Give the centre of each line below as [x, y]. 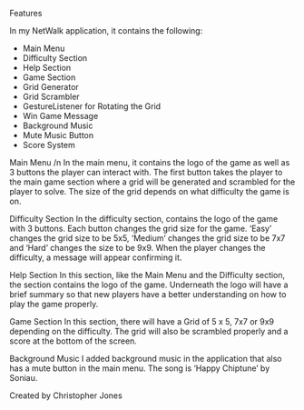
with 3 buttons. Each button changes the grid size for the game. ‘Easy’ [141, 228]
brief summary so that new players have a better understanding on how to [148, 294]
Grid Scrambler [51, 96]
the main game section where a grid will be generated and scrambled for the [152, 182]
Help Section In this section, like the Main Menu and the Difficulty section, [147, 275]
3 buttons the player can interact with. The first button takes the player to [146, 172]
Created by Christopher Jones [66, 395]
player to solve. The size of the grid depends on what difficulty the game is [150, 191]
